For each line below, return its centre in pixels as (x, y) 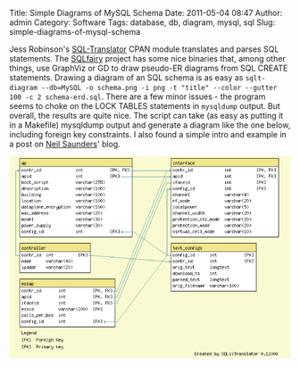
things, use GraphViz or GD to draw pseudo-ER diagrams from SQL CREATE (149, 68)
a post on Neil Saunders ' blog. (65, 144)
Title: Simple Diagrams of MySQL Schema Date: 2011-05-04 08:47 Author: (146, 13)
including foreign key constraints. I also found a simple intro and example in (148, 134)
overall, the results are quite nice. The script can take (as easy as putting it (146, 116)
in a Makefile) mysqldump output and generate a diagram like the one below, (150, 125)
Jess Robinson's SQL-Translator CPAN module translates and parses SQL (144, 49)
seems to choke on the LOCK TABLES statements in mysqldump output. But (145, 106)
